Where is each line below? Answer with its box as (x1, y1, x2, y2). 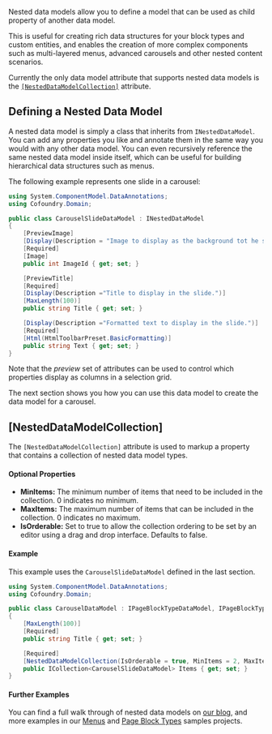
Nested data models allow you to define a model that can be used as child (8, 7, 255, 16)
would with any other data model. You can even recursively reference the (8, 144, 253, 153)
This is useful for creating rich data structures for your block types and (8, 32, 244, 41)
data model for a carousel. (8, 397, 96, 406)
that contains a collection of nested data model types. (8, 450, 189, 461)
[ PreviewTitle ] (23, 274, 74, 282)
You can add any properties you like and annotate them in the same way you (8, 135, 264, 144)
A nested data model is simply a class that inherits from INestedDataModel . (8, 126, 255, 136)
